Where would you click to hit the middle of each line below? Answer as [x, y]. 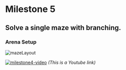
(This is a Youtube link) [72, 62]
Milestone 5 [30, 9]
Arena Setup [21, 42]
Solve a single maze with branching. [63, 28]
